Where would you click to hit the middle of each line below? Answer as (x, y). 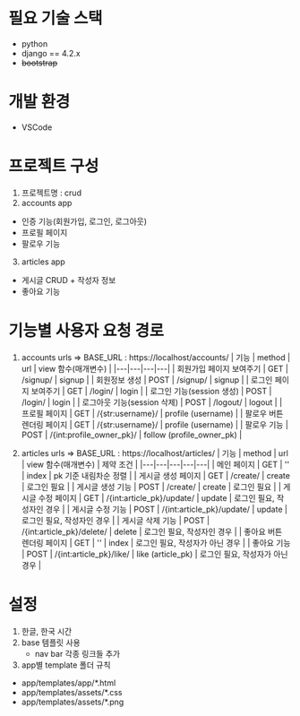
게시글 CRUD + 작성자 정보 (69, 280)
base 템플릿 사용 (51, 643)
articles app (43, 262)
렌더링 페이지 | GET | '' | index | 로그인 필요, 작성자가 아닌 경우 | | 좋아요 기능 (156, 542)
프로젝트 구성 (54, 166)
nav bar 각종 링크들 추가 (77, 653)
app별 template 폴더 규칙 (66, 665)
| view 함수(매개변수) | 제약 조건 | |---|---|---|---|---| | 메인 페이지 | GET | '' (155, 464)
